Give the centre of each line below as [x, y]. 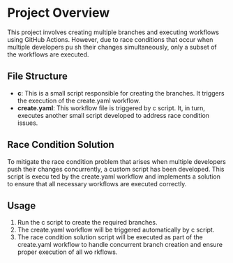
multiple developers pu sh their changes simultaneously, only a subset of [112, 47]
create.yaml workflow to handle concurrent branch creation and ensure [120, 245]
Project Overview [59, 13]
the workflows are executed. [48, 54]
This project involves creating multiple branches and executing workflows [113, 32]
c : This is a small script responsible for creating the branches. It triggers [121, 93]
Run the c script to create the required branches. [87, 223]
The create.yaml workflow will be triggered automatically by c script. [116, 230]
